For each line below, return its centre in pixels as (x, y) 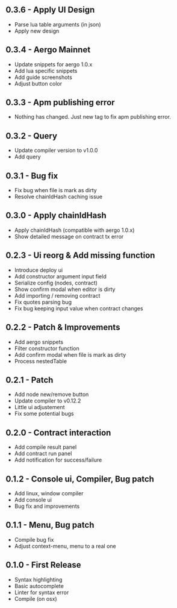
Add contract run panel (43, 454)
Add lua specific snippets (46, 71)
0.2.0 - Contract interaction (58, 432)
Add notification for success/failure (58, 460)
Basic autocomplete (39, 586)
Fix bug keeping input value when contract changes (79, 308)
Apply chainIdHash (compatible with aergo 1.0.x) (74, 230)
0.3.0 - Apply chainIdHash (56, 215)
